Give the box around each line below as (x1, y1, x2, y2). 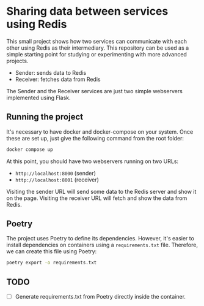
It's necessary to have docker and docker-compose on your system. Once (6, 128, 194, 136)
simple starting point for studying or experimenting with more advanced (6, 50, 188, 58)
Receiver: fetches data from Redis (15, 75, 101, 83)
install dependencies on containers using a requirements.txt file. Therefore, (6, 241, 199, 249)
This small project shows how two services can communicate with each (6, 37, 188, 45)
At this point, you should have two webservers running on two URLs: (6, 158, 179, 165)
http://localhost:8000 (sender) (15, 169, 97, 177)
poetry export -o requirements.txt (6, 259, 97, 266)
